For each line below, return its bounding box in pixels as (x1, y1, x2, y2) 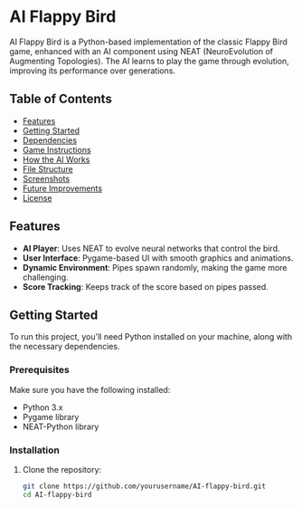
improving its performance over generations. (9, 65, 176, 76)
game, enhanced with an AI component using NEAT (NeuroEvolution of (9, 45, 274, 56)
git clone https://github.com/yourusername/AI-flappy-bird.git (22, 482, 267, 491)
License (22, 192, 52, 203)
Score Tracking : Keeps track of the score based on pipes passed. (22, 281, 269, 292)
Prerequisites (9, 364, 70, 377)
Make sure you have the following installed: (9, 384, 171, 395)
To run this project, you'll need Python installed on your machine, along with (9, 331, 292, 342)
